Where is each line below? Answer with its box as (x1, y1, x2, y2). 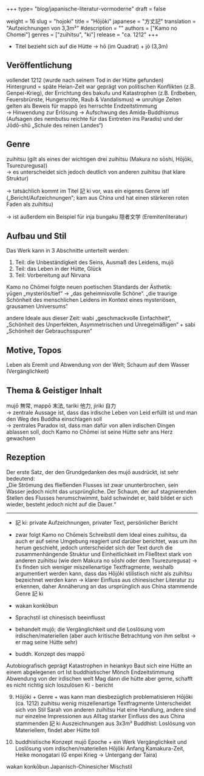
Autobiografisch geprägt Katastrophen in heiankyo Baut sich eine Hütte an (6, 662, 192, 669)
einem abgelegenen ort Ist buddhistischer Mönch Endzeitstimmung (6, 668, 174, 676)
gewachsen (6, 435, 35, 442)
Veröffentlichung (6, 60, 72, 70)
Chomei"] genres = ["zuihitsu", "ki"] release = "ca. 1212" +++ (6, 31, 159, 38)
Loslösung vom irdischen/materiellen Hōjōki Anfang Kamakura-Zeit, (15, 744, 185, 752)
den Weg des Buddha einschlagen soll (6, 415, 102, 423)
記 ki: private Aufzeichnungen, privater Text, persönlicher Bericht (15, 519, 178, 526)
